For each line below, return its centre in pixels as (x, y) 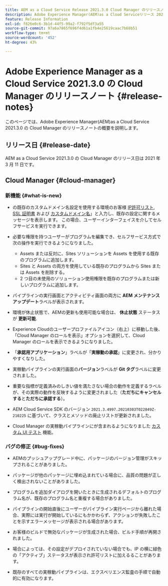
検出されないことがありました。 (50, 481)
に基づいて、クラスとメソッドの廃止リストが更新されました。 (90, 415)
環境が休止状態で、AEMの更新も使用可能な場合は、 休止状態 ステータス (86, 312)
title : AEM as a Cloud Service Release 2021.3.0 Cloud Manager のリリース (83, 10)
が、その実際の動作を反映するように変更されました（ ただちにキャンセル (87, 392)
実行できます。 (54, 226)
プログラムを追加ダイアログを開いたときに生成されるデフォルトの (80, 492)
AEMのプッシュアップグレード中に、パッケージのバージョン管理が (80, 458)
